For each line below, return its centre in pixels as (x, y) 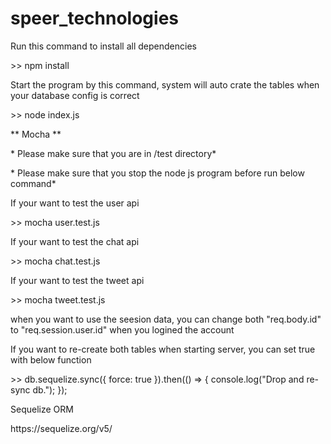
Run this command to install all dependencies (103, 46)
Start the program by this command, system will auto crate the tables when (165, 84)
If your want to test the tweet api (77, 280)
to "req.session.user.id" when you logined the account (122, 329)
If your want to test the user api (75, 203)
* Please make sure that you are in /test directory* (113, 153)
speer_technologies (94, 18)
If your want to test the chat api (75, 241)
